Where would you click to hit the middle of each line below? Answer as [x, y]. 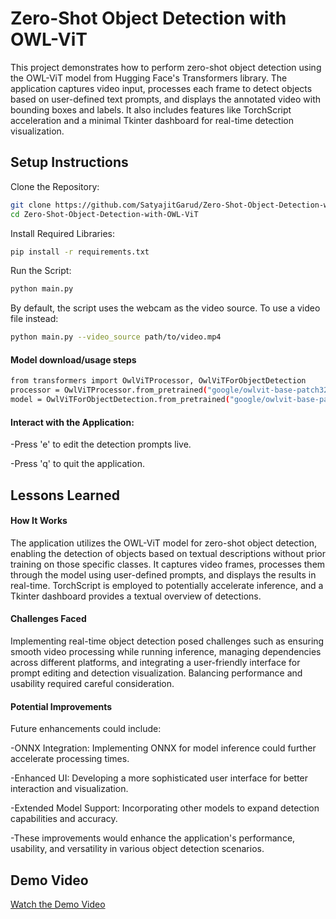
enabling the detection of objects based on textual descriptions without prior [168, 553]
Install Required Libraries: [62, 233]
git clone [31, 205]
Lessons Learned [65, 495]
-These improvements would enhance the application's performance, [153, 838]
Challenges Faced [48, 619]
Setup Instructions [69, 162]
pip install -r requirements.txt [80, 252]
